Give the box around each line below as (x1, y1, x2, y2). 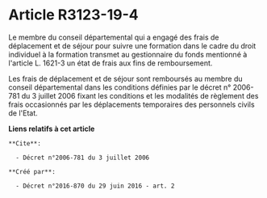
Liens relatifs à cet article (8, 124, 95, 133)
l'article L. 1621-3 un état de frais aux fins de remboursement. (8, 58, 213, 68)
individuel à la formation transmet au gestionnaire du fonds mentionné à (8, 49, 248, 59)
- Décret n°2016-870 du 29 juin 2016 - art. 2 (15, 182, 175, 190)
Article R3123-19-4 (8, 6, 139, 24)
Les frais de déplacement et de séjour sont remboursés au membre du (8, 74, 243, 83)
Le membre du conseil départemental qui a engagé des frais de (8, 32, 219, 42)
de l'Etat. (8, 107, 38, 118)
